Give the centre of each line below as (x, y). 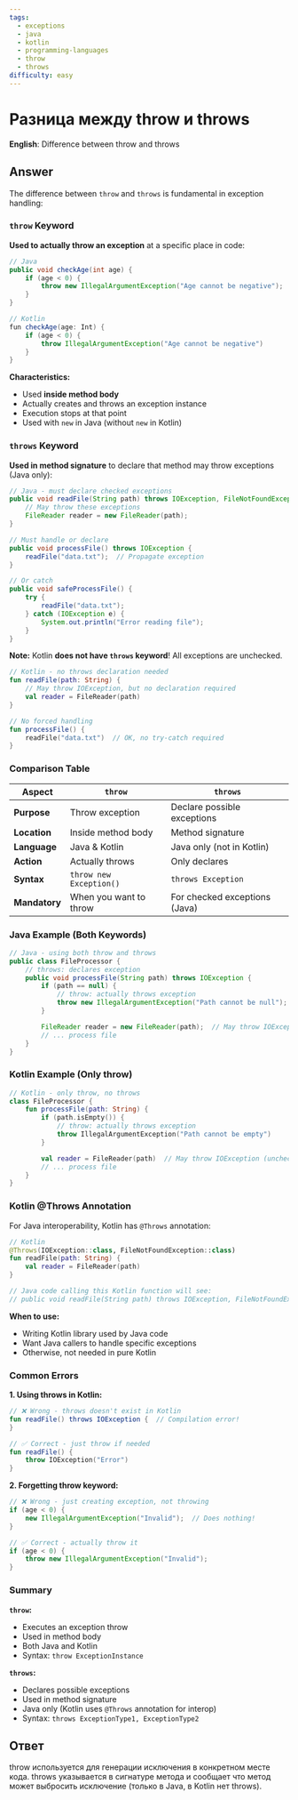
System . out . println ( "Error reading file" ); (122, 622)
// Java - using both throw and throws (83, 952)
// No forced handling (51, 721)
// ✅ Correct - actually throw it (74, 1543)
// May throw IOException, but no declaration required (131, 689)
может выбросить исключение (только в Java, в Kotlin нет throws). (136, 1786)
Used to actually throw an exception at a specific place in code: (127, 245)
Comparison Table (50, 768)
